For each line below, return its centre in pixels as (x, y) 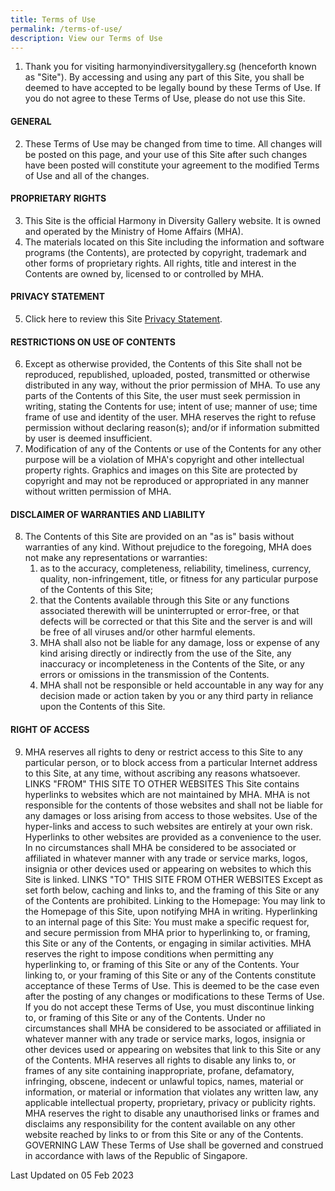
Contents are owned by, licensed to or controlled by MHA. (144, 273)
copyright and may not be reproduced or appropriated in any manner (167, 481)
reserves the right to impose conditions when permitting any (149, 953)
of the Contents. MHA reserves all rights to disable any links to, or (160, 1060)
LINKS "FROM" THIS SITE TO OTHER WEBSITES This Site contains (162, 783)
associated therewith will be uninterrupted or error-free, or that (169, 611)
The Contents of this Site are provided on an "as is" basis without (159, 537)
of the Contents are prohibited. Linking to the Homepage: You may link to (175, 900)
